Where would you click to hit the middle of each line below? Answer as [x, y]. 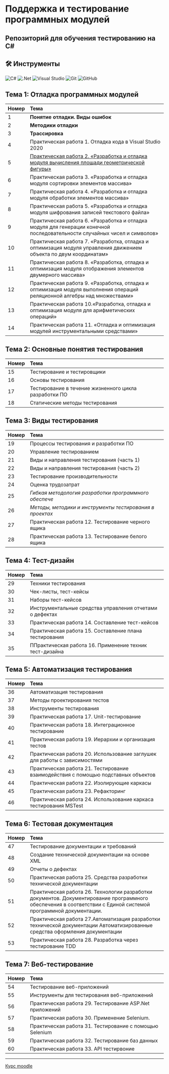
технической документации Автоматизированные [91, 925]
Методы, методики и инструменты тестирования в [92, 507]
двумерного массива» [58, 275]
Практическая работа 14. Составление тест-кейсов [94, 622]
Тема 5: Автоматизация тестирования [69, 670]
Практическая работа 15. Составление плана [86, 630]
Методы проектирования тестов [69, 700]
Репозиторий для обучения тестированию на [80, 38]
